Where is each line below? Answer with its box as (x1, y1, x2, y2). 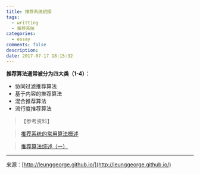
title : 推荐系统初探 (6, 8, 52, 15)
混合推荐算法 (14, 97, 46, 105)
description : (6, 48, 39, 53)
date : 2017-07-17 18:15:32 (6, 53, 73, 59)
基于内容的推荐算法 (14, 90, 62, 97)
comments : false (6, 42, 46, 48)
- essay (11, 36, 31, 42)
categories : (6, 31, 36, 37)
